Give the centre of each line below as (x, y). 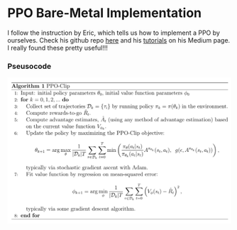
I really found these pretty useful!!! (58, 48)
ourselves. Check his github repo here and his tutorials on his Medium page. (119, 40)
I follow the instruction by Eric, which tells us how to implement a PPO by (114, 33)
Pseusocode (29, 66)
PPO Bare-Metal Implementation (105, 13)
